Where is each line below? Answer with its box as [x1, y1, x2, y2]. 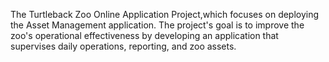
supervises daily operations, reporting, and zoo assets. [10, 40, 237, 52]
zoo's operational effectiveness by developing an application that [10, 30, 279, 41]
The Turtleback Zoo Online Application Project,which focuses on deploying [10, 9, 320, 20]
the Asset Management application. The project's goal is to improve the [10, 19, 305, 31]
